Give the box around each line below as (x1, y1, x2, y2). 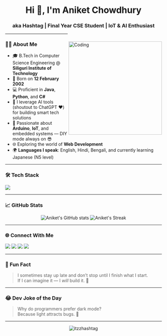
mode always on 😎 (12, 136, 52, 142)
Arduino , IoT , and (12, 125, 49, 131)
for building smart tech (12, 109, 59, 115)
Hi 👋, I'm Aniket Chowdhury (25, 4, 142, 16)
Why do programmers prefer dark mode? (17, 306, 102, 312)
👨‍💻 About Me (5, 41, 37, 48)
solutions (12, 114, 31, 121)
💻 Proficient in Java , (12, 86, 56, 92)
